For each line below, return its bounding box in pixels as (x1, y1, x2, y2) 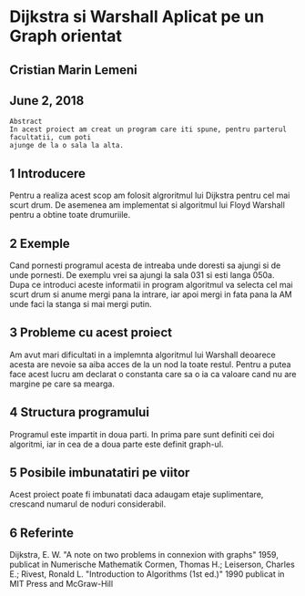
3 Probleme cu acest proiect (9, 325, 173, 341)
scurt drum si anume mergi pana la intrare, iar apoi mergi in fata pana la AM (9, 289, 293, 300)
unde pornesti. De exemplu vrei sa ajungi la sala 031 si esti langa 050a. (9, 270, 275, 281)
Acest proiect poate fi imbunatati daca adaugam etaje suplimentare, (9, 489, 264, 500)
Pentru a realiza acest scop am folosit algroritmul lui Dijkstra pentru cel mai (9, 190, 290, 201)
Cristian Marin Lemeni (9, 62, 138, 77)
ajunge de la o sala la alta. (9, 141, 125, 150)
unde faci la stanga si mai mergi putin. (9, 299, 152, 310)
